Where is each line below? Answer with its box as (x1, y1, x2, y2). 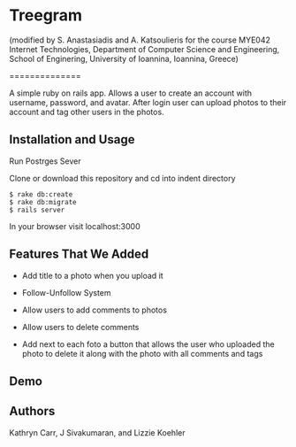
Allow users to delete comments (21, 321, 140, 332)
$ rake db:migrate (9, 197, 77, 206)
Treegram (9, 5, 82, 26)
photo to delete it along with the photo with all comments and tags (21, 348, 263, 358)
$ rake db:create (9, 189, 73, 199)
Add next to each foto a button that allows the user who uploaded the (21, 338, 276, 350)
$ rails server (9, 205, 65, 214)
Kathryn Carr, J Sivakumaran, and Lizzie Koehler (9, 427, 186, 438)
